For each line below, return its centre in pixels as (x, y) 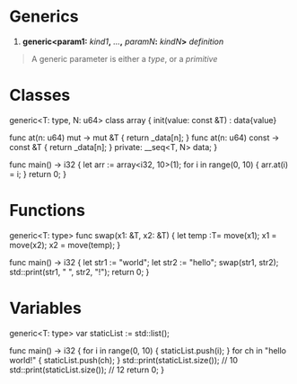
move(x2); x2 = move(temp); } (65, 245)
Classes (40, 95)
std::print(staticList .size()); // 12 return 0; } (87, 370)
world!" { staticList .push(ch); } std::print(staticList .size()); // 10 (124, 360)
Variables (46, 308)
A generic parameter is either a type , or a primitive (124, 58)
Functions (47, 211)
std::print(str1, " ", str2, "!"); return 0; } (79, 272)
